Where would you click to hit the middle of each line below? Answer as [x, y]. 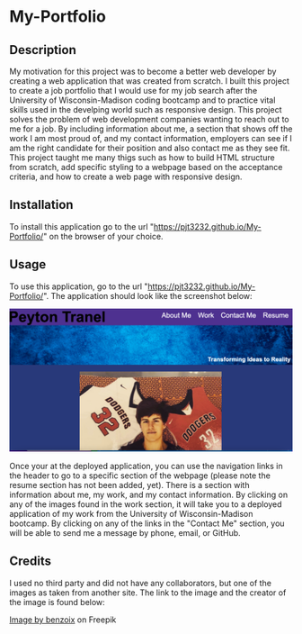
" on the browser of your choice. [103, 236]
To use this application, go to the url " [79, 286]
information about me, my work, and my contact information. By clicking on [149, 495]
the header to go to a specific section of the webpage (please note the [140, 475]
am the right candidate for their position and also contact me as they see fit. [150, 148]
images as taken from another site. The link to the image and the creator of [148, 593]
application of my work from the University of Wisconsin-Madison [131, 514]
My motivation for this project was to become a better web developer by [143, 71]
